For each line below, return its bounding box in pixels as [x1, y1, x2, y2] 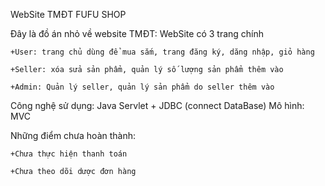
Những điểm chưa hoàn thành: [10, 130, 137, 141]
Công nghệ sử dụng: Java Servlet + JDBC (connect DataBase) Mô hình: [10, 100, 305, 111]
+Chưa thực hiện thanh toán [10, 149, 128, 159]
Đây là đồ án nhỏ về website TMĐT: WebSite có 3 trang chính [10, 28, 265, 39]
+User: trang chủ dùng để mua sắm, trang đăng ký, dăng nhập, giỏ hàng [10, 47, 315, 57]
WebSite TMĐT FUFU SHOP [10, 9, 127, 20]
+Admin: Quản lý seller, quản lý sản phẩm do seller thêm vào [10, 82, 275, 92]
